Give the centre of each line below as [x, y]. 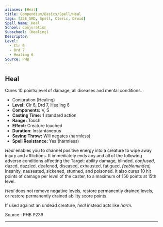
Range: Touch [26, 121]
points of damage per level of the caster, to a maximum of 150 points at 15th [81, 176]
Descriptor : [17, 37]
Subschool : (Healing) [27, 32]
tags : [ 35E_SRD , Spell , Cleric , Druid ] [45, 18]
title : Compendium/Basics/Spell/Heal [43, 14]
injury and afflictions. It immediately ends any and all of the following [73, 156]
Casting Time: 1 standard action [44, 115]
